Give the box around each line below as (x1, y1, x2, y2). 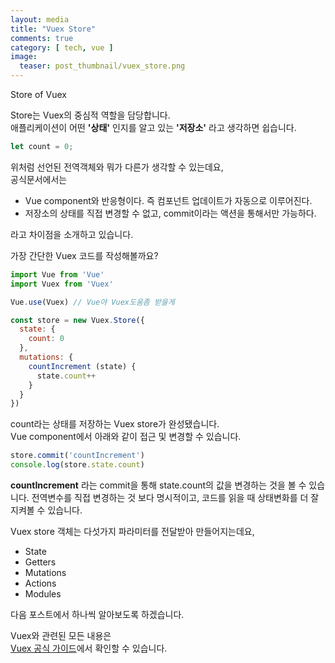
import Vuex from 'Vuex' (10, 279, 114, 289)
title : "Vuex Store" (10, 24, 97, 34)
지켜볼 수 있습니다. (10, 504, 83, 516)
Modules (24, 588, 62, 600)
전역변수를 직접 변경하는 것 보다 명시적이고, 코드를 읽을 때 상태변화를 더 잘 (31, 492, 320, 503)
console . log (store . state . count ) (10, 460, 145, 470)
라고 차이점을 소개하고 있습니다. (10, 228, 134, 240)
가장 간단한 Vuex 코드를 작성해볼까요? (10, 249, 159, 261)
